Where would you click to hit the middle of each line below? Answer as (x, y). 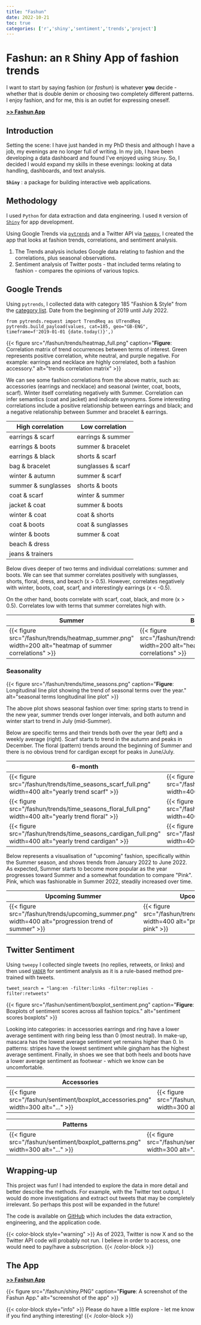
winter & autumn (32, 475)
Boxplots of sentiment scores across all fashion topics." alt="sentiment (93, 1011)
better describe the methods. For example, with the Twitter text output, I (95, 1191)
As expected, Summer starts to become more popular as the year (87, 868)
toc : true (19, 23)
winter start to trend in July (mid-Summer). (59, 721)
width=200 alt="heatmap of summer (61, 645)
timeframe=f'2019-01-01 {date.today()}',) (60, 332)
